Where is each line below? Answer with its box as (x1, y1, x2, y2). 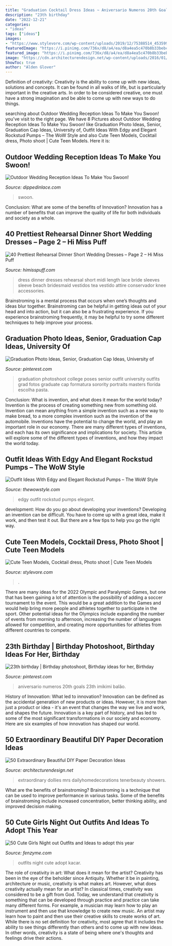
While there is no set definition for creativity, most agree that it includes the (5, 918, 164, 924)
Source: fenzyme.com (5, 850, 52, 856)
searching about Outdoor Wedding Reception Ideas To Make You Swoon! (5, 111, 159, 117)
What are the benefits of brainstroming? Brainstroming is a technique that (5, 787, 160, 793)
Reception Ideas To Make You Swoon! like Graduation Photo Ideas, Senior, (5, 122, 162, 128)
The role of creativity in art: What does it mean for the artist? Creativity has (5, 870, 163, 876)
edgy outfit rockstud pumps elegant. (17, 496, 95, 502)
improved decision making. (5, 803, 62, 809)
